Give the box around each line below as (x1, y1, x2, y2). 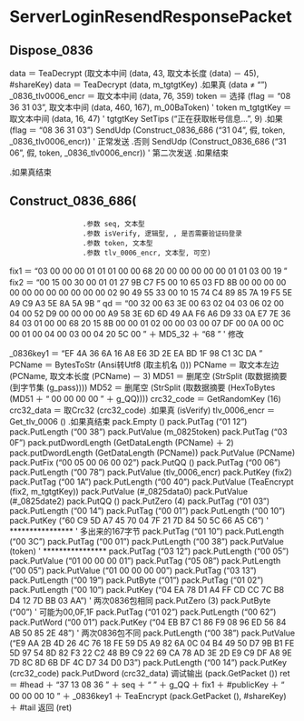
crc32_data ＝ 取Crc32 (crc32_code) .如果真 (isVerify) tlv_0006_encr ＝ (9, 405, 275, 416)
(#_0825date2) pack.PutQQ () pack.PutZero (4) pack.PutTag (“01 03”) (9, 496, 270, 506)
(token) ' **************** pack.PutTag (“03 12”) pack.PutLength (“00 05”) (9, 546, 289, 556)
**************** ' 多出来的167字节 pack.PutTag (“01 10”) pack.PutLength (9, 526, 284, 536)
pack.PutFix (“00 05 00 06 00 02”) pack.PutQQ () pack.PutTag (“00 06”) (9, 456, 281, 467)
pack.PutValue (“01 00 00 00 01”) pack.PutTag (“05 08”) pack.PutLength (9, 555, 281, 566)
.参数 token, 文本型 (82, 238, 153, 247)
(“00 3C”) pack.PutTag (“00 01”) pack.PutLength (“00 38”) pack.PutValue (9, 536, 284, 546)
